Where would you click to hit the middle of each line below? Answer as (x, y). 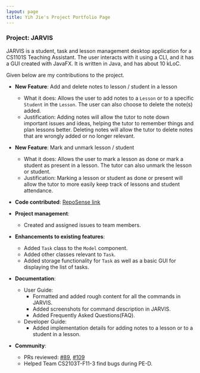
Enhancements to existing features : (60, 236)
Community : (30, 346)
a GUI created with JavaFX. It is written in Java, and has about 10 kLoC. (94, 64)
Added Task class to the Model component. (76, 248)
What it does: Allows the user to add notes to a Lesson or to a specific (109, 98)
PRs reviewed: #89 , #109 (54, 357)
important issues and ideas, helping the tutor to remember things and (109, 123)
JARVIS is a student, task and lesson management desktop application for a (99, 50)
